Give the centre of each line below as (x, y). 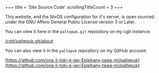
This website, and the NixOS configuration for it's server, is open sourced (80, 17)
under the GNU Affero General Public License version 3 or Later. (70, 22)
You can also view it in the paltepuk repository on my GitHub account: (76, 51)
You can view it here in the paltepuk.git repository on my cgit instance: (78, 31)
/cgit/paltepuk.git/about (29, 41)
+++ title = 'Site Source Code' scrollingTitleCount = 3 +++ (64, 7)
